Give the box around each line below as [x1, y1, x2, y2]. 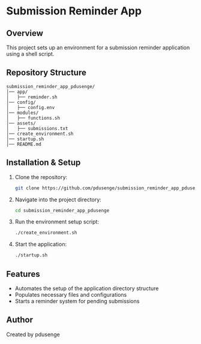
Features [6, 268, 40, 279]
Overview [6, 28, 44, 38]
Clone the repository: [14, 173, 68, 180]
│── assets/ [6, 120, 36, 126]
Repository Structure [6, 68, 87, 78]
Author [6, 315, 33, 325]
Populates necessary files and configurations [14, 291, 127, 298]
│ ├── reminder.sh [6, 94, 58, 100]
